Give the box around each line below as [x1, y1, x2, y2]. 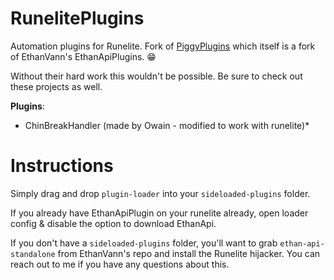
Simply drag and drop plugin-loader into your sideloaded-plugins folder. [10, 187, 311, 199]
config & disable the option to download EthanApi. [10, 217, 217, 229]
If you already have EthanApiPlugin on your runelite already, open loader [10, 207, 309, 219]
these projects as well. [10, 80, 103, 92]
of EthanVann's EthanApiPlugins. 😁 [10, 50, 157, 62]
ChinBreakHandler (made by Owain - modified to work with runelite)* [24, 119, 310, 131]
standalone [10, 249, 56, 259]
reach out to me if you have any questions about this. [10, 258, 230, 270]
